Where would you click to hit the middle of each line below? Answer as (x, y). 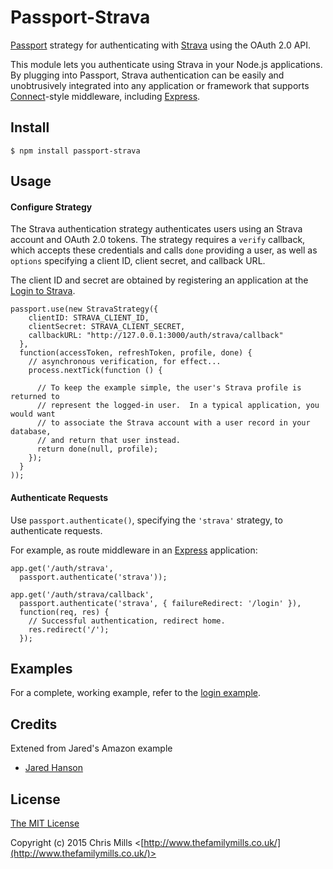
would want (33, 414)
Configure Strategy (51, 207)
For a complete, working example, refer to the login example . (135, 693)
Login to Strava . (43, 291)
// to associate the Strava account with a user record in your (173, 423)
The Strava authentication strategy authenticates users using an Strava (156, 229)
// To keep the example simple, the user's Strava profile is (169, 388)
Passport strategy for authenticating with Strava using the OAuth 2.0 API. (161, 45)
